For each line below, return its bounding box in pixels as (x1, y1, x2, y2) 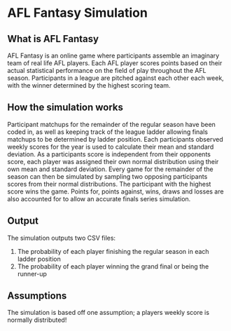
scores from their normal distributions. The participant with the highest (7, 180, 211, 188)
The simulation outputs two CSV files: (7, 234, 116, 242)
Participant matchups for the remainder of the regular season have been (7, 120, 216, 128)
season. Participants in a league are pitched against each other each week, (7, 74, 224, 82)
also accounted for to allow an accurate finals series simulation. (7, 194, 191, 203)
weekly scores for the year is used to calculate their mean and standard (7, 142, 214, 151)
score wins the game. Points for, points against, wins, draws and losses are (7, 187, 224, 196)
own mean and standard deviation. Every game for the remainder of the (7, 165, 213, 173)
